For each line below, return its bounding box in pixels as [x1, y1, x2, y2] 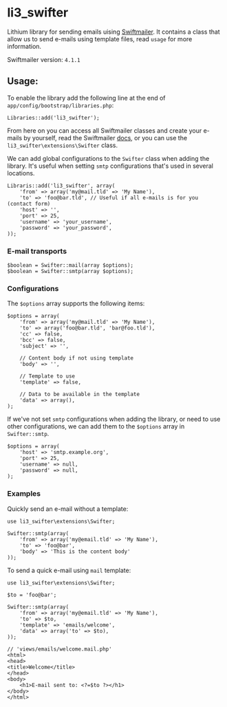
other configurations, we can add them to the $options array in [7, 422, 185, 431]
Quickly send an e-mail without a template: [7, 504, 129, 513]
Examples [7, 489, 41, 499]
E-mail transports [7, 246, 67, 256]
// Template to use [19, 373, 76, 380]
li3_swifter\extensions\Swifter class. [7, 141, 118, 149]
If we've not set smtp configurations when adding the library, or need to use [7, 415, 221, 424]
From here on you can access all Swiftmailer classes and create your [7, 126, 202, 135]
